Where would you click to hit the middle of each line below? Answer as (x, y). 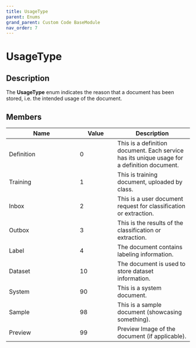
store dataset (135, 271)
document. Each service (150, 151)
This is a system (139, 288)
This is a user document (150, 199)
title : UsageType (27, 11)
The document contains (150, 247)
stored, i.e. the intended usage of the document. (64, 99)
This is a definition (143, 143)
